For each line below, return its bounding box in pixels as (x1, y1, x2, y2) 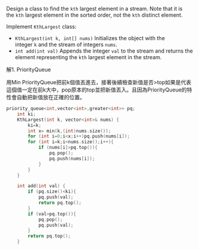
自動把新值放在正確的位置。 (16, 94, 85, 100)
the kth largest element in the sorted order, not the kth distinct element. (6, 11, 183, 19)
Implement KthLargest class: (6, 23, 77, 30)
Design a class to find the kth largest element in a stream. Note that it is (6, 5, 183, 12)
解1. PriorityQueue (6, 66, 51, 73)
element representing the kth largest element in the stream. (14, 54, 162, 60)
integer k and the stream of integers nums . (14, 41, 117, 48)
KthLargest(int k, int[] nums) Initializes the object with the (14, 35, 165, 41)
